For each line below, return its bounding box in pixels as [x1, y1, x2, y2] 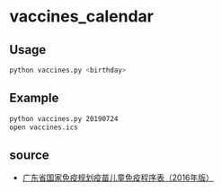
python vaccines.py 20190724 [9, 114, 119, 123]
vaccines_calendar [9, 6, 155, 27]
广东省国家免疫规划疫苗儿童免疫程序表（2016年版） [22, 172, 214, 183]
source [9, 147, 49, 162]
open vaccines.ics [9, 123, 78, 132]
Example [9, 91, 59, 106]
